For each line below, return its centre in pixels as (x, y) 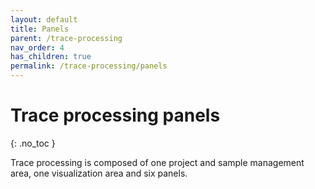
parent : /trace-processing (66, 38)
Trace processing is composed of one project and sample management (157, 162)
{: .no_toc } (33, 143)
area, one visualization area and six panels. (99, 173)
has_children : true (51, 57)
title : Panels (40, 29)
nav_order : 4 (37, 47)
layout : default (44, 19)
